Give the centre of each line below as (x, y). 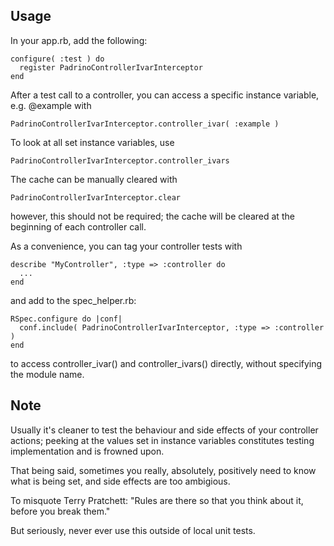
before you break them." (60, 511)
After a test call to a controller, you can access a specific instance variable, (165, 95)
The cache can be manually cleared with (94, 179)
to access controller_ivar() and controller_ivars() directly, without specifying (166, 363)
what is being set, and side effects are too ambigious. (120, 481)
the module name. (47, 374)
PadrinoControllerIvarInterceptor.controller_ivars (120, 160)
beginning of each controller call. (78, 226)
